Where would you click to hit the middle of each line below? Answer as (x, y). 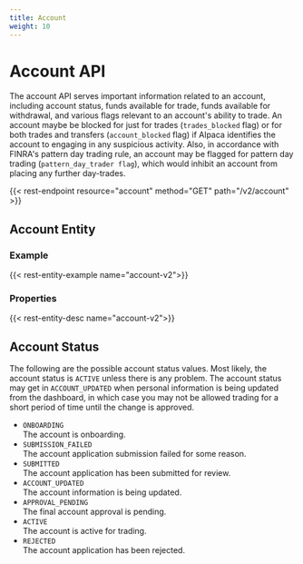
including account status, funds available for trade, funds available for (140, 106)
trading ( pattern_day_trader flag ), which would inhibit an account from (144, 163)
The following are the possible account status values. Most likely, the (138, 369)
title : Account (38, 18)
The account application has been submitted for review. (127, 473)
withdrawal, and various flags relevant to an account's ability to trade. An (146, 115)
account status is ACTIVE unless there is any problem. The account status (146, 379)
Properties (33, 299)
